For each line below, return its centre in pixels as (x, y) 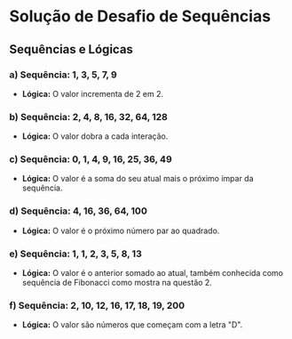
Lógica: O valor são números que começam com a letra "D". (132, 325)
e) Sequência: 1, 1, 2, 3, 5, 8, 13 (75, 254)
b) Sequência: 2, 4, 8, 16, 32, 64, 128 (89, 117)
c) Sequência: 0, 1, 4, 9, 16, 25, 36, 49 (91, 159)
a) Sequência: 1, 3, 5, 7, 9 (63, 75)
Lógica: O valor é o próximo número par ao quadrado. (121, 230)
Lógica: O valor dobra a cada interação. (95, 136)
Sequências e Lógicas (71, 49)
